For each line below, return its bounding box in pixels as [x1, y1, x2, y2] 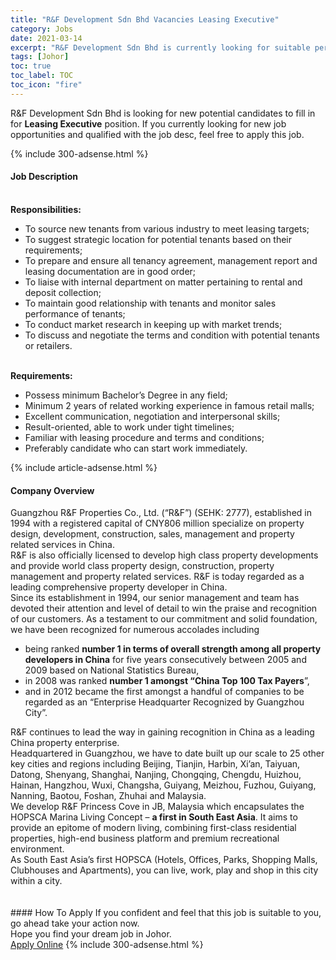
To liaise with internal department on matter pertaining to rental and [24, 276, 303, 288]
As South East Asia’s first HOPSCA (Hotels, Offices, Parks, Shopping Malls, [10, 854, 318, 866]
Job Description [10, 171, 79, 183]
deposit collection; [24, 286, 102, 298]
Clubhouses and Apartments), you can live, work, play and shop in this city [10, 864, 319, 876]
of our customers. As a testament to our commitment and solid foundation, [10, 613, 318, 625]
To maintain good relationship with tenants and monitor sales [24, 297, 277, 309]
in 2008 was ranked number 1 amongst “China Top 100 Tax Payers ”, [24, 675, 310, 687]
